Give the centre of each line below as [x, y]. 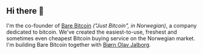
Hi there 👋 [25, 11]
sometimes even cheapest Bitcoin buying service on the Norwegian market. [101, 38]
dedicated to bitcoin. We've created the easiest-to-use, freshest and [92, 32]
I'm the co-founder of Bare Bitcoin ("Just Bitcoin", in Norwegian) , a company [101, 25]
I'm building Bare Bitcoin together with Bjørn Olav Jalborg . [79, 44]
